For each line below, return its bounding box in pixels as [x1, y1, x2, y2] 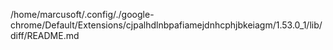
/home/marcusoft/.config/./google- [10, 9, 155, 20]
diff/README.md [10, 30, 80, 41]
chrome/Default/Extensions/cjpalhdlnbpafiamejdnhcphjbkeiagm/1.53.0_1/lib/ [10, 19, 323, 31]
